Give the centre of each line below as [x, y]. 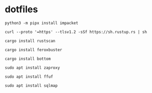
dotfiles [21, 9]
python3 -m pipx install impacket [42, 23]
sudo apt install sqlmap [31, 85]
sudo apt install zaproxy [32, 67]
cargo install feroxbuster [34, 50]
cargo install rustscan [30, 41]
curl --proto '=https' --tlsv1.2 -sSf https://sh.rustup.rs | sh [76, 32]
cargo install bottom [28, 59]
